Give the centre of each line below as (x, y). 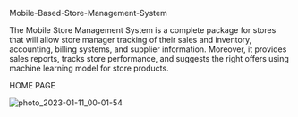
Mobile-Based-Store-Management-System (88, 13)
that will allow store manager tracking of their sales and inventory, (131, 40)
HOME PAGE (33, 85)
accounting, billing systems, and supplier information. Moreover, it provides (148, 49)
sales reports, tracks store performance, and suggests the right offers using (149, 58)
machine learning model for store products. (89, 68)
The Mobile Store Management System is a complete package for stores (143, 30)
